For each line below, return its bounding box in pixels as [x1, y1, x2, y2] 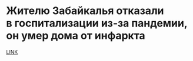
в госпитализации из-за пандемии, [6, 16, 188, 30]
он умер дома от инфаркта [6, 29, 145, 42]
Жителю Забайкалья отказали [6, 4, 164, 18]
